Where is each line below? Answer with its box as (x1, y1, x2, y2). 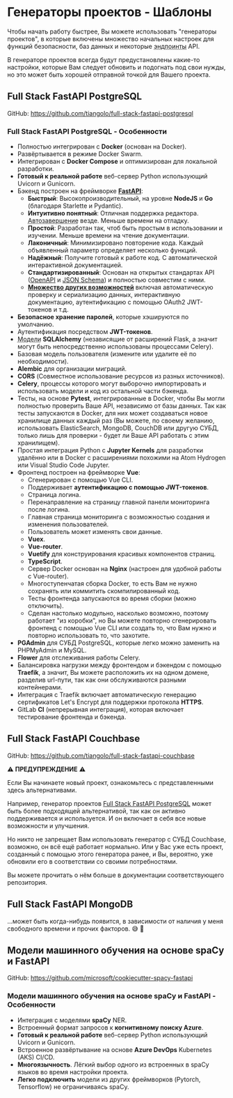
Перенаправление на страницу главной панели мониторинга (27, 498, 210, 506)
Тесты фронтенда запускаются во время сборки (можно (27, 594, 197, 603)
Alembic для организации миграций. (17, 365, 127, 373)
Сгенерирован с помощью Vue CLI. (27, 475, 134, 485)
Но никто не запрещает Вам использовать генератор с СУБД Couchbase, (7, 834, 226, 844)
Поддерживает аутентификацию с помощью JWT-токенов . (27, 483, 209, 491)
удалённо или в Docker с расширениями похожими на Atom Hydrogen (17, 454, 226, 462)
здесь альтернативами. (7, 786, 77, 794)
